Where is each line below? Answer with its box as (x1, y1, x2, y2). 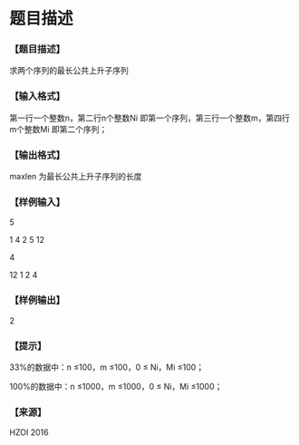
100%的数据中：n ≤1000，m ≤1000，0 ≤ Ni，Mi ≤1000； (9, 381, 223, 392)
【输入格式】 (9, 90, 66, 102)
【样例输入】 (9, 196, 66, 208)
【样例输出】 (9, 294, 66, 306)
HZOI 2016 (9, 427, 49, 438)
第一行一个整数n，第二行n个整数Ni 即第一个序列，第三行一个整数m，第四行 (9, 112, 290, 123)
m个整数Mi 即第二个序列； (9, 123, 108, 134)
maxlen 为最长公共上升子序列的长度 (9, 171, 142, 182)
